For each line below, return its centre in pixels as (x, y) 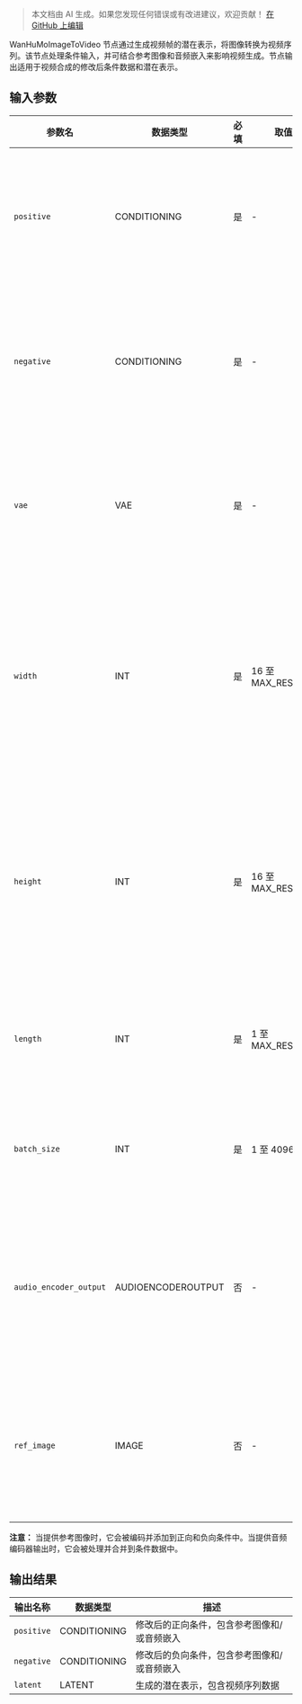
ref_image (35, 1445)
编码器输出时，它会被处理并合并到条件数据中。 (96, 1549)
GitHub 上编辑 (57, 25)
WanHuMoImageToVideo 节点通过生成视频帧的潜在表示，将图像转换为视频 (147, 44)
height (28, 881)
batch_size (37, 1149)
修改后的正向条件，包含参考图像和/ (209, 1624)
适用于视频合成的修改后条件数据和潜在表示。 (99, 67)
